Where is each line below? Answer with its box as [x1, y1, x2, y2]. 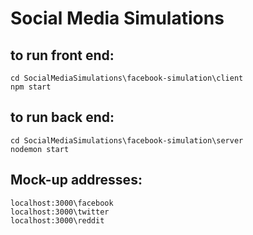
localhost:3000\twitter [10, 207, 110, 217]
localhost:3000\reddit [10, 215, 105, 226]
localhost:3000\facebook [10, 198, 114, 208]
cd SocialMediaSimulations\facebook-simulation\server [10, 135, 244, 146]
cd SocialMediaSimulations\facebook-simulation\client [10, 73, 244, 83]
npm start [10, 82, 52, 92]
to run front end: [10, 47, 115, 64]
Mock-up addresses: [10, 172, 143, 189]
